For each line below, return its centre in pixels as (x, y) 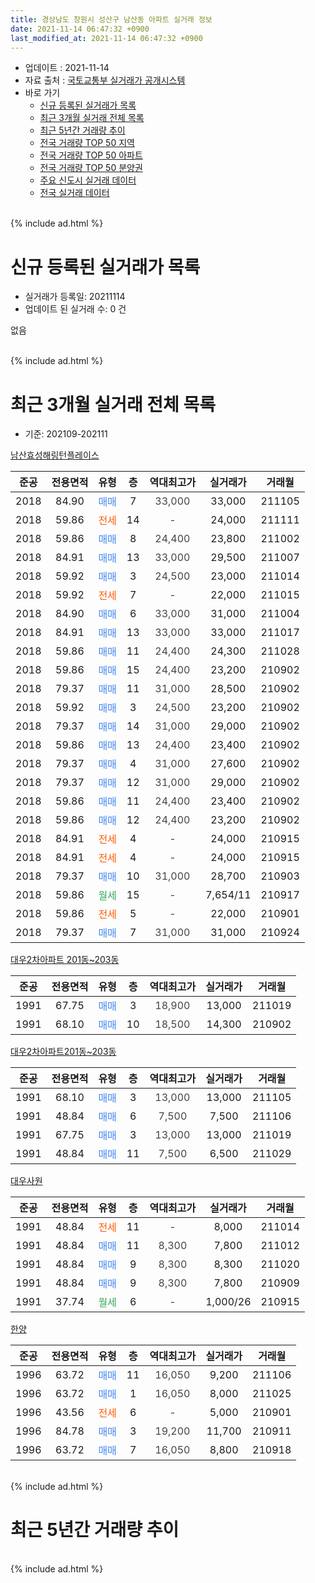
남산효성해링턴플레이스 (55, 455)
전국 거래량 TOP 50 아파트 (91, 155)
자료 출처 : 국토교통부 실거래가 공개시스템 (105, 80)
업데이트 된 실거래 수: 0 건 (75, 309)
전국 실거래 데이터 (74, 193)
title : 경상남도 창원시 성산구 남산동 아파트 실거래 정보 (111, 19)
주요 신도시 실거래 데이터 (88, 180)
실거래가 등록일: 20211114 (75, 297)
